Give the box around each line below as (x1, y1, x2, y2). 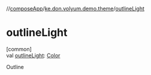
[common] (6, 45, 32, 52)
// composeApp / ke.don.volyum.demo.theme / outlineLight (6, 5, 145, 12)
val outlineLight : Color (6, 52, 61, 59)
